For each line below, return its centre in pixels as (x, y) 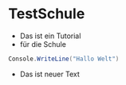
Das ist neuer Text (49, 74)
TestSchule (47, 14)
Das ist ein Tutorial (50, 36)
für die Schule (43, 44)
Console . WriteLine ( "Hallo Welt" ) (64, 59)
